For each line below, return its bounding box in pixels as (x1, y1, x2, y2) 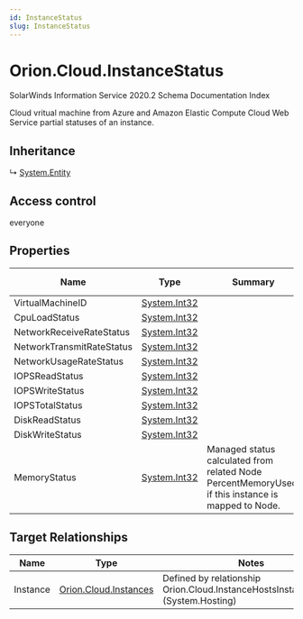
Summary (232, 276, 275, 288)
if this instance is (207, 487, 279, 500)
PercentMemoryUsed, (207, 477, 300, 489)
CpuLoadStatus (14, 311, 80, 323)
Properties (9, 243, 70, 259)
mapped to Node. (207, 499, 281, 512)
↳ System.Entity (9, 168, 71, 178)
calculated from (207, 454, 273, 467)
